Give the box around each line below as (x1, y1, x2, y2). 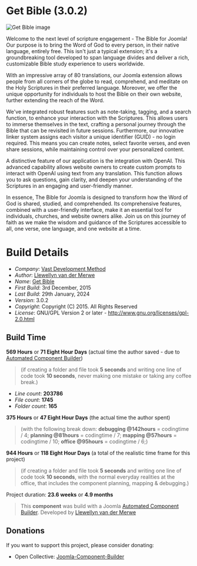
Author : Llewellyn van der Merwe (14, 271, 95, 279)
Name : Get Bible (14, 277, 55, 284)
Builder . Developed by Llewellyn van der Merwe (20, 509, 136, 516)
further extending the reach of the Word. (6, 96, 105, 104)
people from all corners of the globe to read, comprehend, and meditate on (6, 78, 188, 85)
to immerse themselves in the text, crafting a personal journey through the (6, 120, 186, 127)
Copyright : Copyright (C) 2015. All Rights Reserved (14, 303, 138, 310)
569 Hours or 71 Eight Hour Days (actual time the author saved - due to (6, 348, 181, 355)
